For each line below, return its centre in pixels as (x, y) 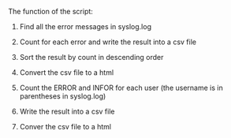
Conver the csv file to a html (65, 127)
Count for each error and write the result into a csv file (108, 42)
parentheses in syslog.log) (63, 96)
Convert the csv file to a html (67, 73)
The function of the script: (50, 11)
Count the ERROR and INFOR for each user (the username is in (121, 88)
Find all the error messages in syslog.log (86, 26)
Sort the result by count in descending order (91, 57)
